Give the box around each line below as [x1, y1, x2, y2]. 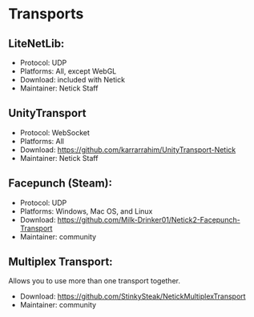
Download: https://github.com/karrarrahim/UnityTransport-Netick [19, 145, 236, 154]
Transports [8, 5, 84, 23]
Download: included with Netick [19, 75, 126, 84]
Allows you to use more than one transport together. [8, 276, 180, 286]
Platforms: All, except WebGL [19, 66, 117, 76]
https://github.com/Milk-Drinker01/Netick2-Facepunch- [57, 215, 240, 224]
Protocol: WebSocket [19, 127, 91, 137]
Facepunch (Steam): [8, 177, 112, 191]
